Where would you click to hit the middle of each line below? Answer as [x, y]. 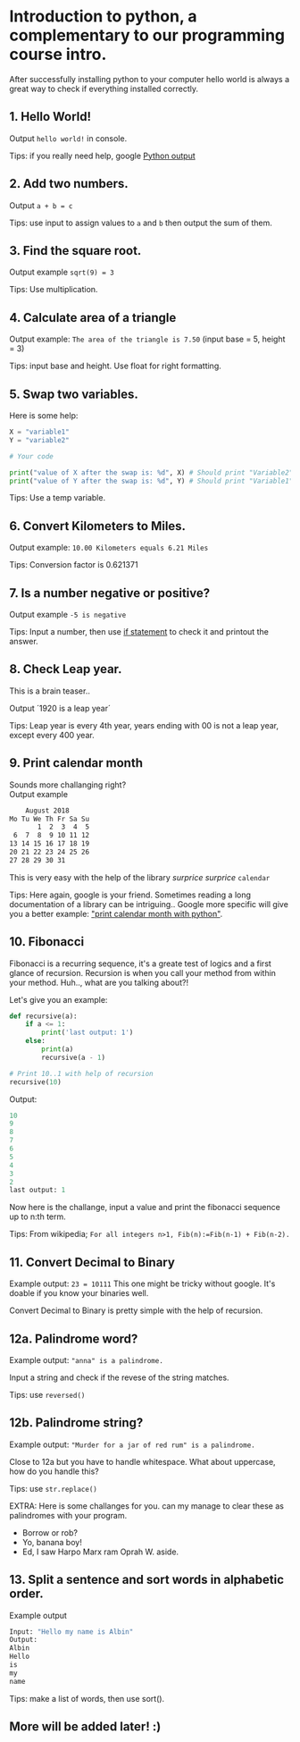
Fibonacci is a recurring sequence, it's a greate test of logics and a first [141, 964]
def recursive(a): [43, 1016]
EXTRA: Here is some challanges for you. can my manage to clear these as [146, 1506]
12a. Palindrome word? [74, 1338]
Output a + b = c [41, 205]
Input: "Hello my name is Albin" [71, 1632]
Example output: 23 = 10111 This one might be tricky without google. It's [142, 1283]
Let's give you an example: [58, 999]
